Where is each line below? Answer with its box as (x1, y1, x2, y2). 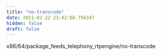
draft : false (6, 26, 40, 32)
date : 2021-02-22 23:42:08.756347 (6, 15, 95, 21)
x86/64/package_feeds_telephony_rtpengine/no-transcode (6, 43, 156, 50)
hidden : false (6, 20, 43, 26)
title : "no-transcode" (6, 9, 64, 15)
